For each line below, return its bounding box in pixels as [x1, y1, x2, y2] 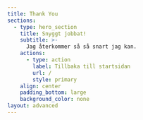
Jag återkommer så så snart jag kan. [25, 43, 137, 50]
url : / [32, 69, 52, 76]
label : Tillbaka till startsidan [32, 63, 131, 70]
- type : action [25, 56, 71, 64]
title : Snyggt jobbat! [20, 30, 87, 37]
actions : [20, 50, 46, 57]
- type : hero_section [13, 23, 77, 30]
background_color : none [20, 96, 90, 103]
